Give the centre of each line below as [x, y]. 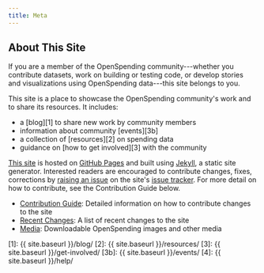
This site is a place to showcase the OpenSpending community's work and [130, 99]
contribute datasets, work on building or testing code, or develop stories [126, 75]
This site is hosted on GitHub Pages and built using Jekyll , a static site [122, 163]
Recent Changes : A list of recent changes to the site [104, 220]
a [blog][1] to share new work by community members [108, 123]
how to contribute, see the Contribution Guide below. [94, 188]
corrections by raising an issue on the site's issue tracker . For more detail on [132, 180]
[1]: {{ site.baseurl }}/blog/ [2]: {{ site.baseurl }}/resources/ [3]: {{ [115, 244]
